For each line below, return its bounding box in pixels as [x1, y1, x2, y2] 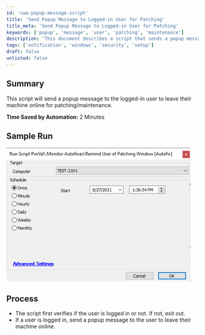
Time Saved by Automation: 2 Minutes [6, 113, 105, 121]
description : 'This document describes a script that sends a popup [6, 36, 184, 42]
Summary [6, 78, 45, 89]
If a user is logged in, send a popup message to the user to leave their [15, 316, 191, 324]
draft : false [6, 49, 40, 55]
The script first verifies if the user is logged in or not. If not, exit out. [15, 310, 185, 317]
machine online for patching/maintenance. [6, 101, 113, 108]
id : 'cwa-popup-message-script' [6, 10, 88, 16]
